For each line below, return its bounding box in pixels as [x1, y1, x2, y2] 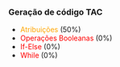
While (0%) [19, 51, 58, 61]
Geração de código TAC [8, 6, 103, 18]
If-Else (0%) [19, 42, 60, 52]
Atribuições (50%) [19, 25, 81, 35]
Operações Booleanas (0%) [19, 33, 113, 43]
